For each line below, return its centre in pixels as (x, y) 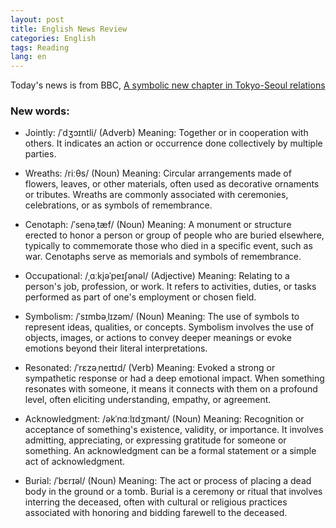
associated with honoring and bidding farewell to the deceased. (156, 513)
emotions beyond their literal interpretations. (116, 348)
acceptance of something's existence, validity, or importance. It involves (174, 430)
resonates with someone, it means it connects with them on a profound (171, 389)
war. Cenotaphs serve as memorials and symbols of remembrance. (163, 257)
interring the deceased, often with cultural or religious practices (156, 502)
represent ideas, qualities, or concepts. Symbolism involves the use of (169, 327)
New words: (40, 111)
